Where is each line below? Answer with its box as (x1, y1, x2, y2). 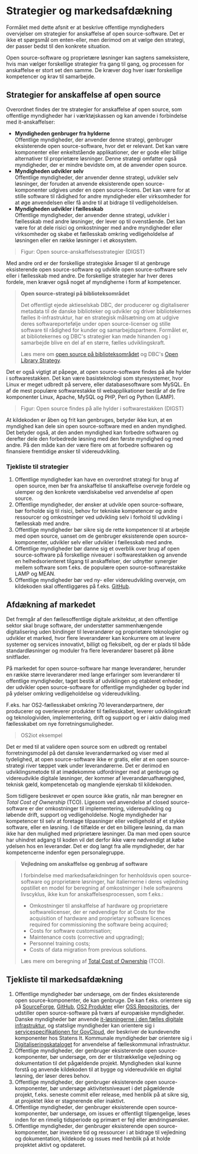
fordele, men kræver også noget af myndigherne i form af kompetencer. (6, 278, 181, 285)
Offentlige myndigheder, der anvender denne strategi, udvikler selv (14, 173, 178, 181)
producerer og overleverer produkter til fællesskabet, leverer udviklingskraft (6, 707, 191, 715)
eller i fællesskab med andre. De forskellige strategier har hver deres (6, 272, 173, 279)
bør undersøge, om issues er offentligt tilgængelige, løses (50, 1110, 191, 1117)
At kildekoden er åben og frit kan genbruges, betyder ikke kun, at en (6, 416, 173, 424)
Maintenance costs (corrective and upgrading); (29, 933, 145, 940)
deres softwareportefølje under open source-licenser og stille (20, 320, 171, 327)
